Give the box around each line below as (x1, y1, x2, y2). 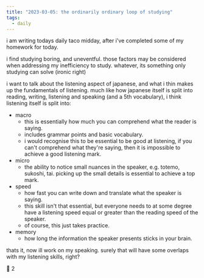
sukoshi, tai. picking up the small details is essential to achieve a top (24, 170, 195, 177)
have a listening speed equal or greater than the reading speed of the (24, 209, 199, 216)
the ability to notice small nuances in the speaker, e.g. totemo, (24, 163, 180, 171)
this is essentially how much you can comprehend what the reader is (24, 118, 197, 125)
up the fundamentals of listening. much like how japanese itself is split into (6, 87, 193, 94)
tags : (6, 15, 20, 21)
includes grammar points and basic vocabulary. (24, 131, 144, 138)
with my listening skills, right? (6, 253, 80, 260)
